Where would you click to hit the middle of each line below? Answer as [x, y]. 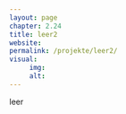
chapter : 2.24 [36, 26]
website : [25, 43]
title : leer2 [34, 34]
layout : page [34, 18]
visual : [24, 59]
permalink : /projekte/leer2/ [63, 51]
